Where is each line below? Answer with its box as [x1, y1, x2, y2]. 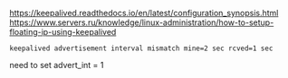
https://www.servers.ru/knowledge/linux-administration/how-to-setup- [9, 17, 274, 28]
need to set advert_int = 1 [9, 60, 104, 70]
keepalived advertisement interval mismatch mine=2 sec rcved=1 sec [9, 44, 274, 53]
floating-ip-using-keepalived [9, 27, 117, 37]
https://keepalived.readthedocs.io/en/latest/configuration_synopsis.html [9, 8, 279, 18]
